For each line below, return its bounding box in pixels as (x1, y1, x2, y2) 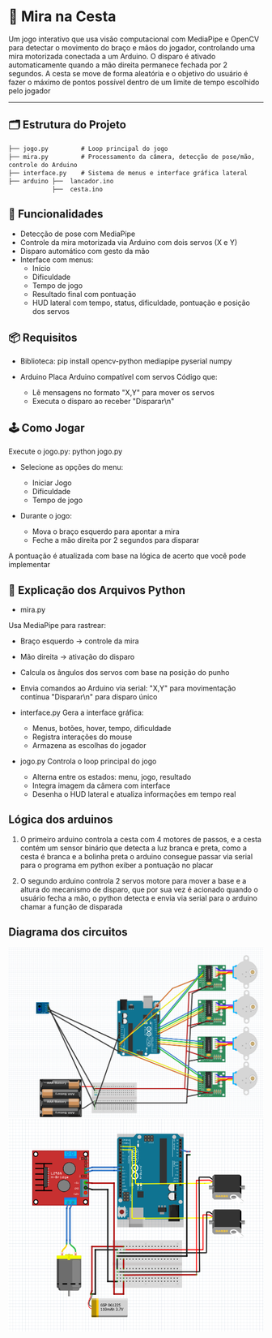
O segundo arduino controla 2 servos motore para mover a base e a (19, 876, 247, 885)
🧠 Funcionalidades (8, 207, 104, 222)
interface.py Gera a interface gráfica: (19, 708, 144, 717)
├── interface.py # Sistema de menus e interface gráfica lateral (8, 169, 249, 177)
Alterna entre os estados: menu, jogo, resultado (32, 772, 192, 781)
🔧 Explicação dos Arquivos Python (8, 583, 186, 597)
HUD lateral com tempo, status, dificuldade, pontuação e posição (32, 298, 251, 308)
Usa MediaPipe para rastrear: (8, 621, 107, 630)
